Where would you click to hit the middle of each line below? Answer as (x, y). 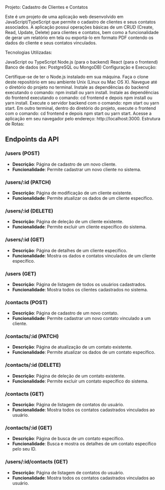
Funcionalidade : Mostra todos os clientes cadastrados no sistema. (80, 289)
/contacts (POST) (26, 302)
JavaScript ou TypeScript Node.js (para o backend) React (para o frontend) (82, 62)
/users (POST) (23, 153)
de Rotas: (15, 124)
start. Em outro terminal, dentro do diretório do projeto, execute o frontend (81, 108)
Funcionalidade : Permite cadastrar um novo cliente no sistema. (77, 169)
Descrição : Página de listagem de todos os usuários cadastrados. (79, 284)
